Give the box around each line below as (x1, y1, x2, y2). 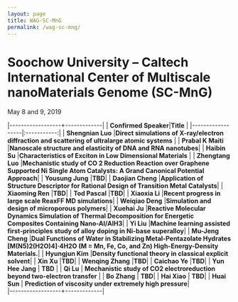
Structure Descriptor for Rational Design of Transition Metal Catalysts (7, 181, 218, 190)
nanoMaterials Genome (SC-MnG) (7, 84, 213, 100)
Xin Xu (37, 257, 58, 266)
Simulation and (166, 196, 212, 206)
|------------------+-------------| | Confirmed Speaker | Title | (7, 121, 189, 130)
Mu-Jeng (191, 227, 219, 235)
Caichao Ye (153, 257, 188, 266)
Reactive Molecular (147, 204, 206, 213)
